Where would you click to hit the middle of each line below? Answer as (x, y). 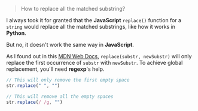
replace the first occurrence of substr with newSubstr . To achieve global (95, 63)
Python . (16, 33)
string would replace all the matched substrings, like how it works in (91, 27)
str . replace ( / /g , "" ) (34, 102)
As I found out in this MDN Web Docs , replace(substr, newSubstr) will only (99, 56)
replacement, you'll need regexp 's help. (55, 69)
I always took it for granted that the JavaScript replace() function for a (94, 20)
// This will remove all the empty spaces (60, 96)
